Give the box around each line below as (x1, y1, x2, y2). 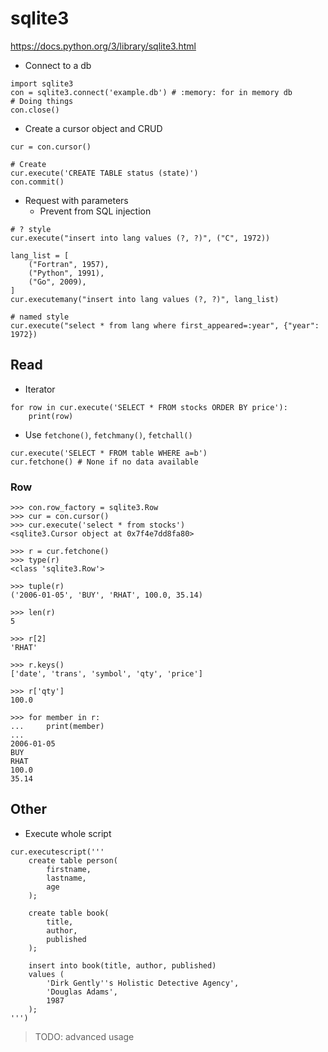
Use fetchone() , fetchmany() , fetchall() (24, 428, 193, 441)
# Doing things (10, 96, 74, 106)
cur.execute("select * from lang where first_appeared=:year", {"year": (10, 320, 320, 331)
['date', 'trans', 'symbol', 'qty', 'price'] (10, 669, 203, 679)
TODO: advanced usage (34, 1030, 135, 1042)
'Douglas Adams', (46, 987, 118, 997)
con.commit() (10, 177, 65, 187)
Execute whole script (24, 827, 112, 839)
